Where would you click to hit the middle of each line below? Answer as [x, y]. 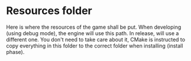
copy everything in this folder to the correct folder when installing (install [95, 46]
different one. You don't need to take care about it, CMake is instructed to [96, 39]
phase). [15, 52]
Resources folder [49, 11]
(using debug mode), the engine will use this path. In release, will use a [93, 33]
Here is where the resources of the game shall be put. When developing [94, 27]
